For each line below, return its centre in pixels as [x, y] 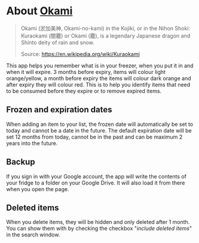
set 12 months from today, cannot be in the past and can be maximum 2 [94, 137]
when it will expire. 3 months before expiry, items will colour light [86, 72]
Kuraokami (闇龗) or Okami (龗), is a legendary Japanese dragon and [105, 36]
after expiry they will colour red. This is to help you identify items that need [98, 84]
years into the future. [32, 143]
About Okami [39, 11]
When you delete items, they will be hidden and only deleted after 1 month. [98, 222]
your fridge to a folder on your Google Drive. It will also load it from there [96, 183]
